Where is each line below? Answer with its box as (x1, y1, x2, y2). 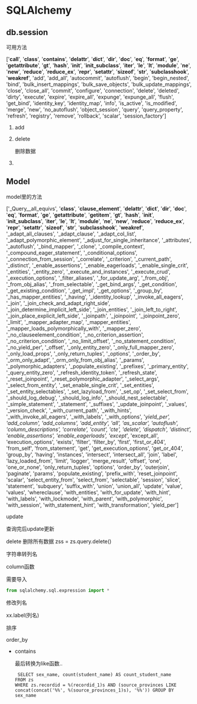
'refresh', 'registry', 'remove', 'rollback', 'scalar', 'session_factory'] (6, 112, 167, 119)
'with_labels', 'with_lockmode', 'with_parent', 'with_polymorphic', (6, 495, 163, 502)
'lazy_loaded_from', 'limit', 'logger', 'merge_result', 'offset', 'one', (6, 457, 162, 464)
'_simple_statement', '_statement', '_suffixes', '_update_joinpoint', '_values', (6, 400, 188, 407)
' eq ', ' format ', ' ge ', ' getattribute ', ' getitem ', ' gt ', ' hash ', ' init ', (6, 211, 154, 218)
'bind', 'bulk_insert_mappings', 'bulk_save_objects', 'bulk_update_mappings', (6, 81, 192, 88)
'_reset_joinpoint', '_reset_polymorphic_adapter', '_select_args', (6, 375, 160, 382)
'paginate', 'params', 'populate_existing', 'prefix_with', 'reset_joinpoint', (6, 470, 178, 477)
